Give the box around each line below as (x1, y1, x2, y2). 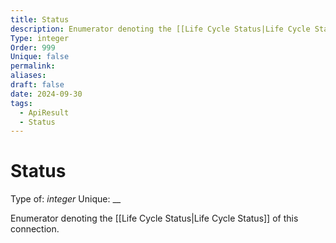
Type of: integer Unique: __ (10, 193, 122, 205)
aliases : (10, 71, 47, 81)
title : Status (10, 14, 70, 25)
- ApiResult (19, 107, 70, 118)
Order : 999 (10, 42, 56, 53)
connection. (10, 223, 60, 235)
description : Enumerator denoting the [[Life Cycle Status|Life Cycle (10, 24, 311, 34)
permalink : (10, 61, 56, 71)
